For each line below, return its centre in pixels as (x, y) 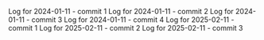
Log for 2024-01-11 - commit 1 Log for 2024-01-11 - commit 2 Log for (121, 11)
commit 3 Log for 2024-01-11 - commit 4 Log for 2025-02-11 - (133, 20)
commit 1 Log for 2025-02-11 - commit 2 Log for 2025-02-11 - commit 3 (126, 28)
